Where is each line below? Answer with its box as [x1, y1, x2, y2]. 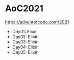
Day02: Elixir [12, 34, 38, 40]
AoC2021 [5, 3, 44, 14]
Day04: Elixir [12, 44, 38, 50]
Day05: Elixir [12, 49, 38, 55]
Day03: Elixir [12, 39, 38, 44]
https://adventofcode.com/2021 [5, 19, 70, 25]
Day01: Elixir [12, 28, 37, 34]
